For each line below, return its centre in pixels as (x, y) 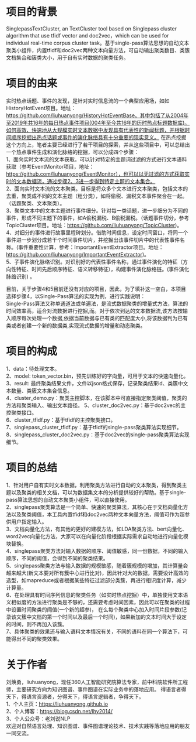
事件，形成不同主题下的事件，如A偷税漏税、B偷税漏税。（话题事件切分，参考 (98, 218)
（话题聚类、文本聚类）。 (36, 203)
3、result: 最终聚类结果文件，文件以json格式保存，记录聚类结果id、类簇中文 (97, 383)
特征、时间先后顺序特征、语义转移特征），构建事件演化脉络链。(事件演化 (103, 269)
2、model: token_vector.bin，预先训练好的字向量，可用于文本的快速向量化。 (97, 376)
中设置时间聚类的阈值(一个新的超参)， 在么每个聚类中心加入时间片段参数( (94, 609)
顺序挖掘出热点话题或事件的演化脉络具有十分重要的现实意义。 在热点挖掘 (99, 137)
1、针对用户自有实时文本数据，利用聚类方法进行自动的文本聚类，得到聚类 (94, 485)
